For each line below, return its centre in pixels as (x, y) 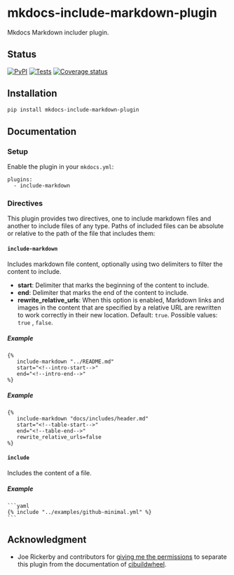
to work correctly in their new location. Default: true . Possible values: (117, 315)
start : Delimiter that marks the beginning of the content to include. (113, 285)
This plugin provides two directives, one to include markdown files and (109, 218)
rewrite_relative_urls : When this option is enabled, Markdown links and (121, 300)
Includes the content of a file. (50, 472)
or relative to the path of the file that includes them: (81, 234)
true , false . (35, 322)
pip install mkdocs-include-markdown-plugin (73, 110)
